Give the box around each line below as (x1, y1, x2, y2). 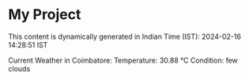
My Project (8, 6, 81, 24)
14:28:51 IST (8, 40, 48, 49)
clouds (8, 63, 31, 73)
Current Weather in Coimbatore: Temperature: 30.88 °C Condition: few (8, 55, 239, 65)
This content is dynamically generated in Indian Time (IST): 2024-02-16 (8, 32, 241, 41)
